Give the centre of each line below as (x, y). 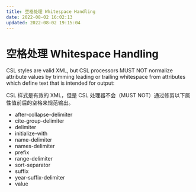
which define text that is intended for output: (60, 83)
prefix (22, 152)
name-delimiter (33, 140)
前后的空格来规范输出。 (45, 103)
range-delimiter (34, 159)
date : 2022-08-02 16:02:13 (39, 17)
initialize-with (31, 133)
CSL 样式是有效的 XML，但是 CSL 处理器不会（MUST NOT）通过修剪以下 (96, 95)
